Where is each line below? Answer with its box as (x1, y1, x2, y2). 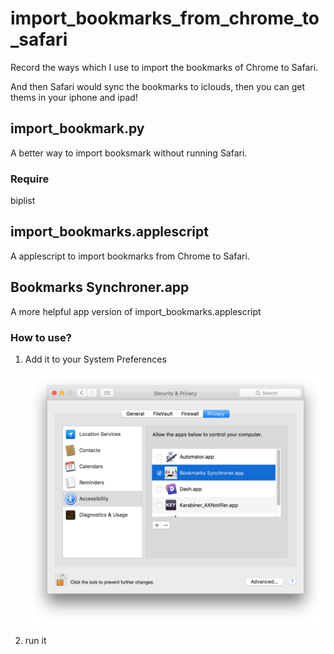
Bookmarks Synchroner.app (10, 279, 190, 296)
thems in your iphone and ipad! (10, 91, 138, 103)
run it (24, 635, 47, 647)
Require (10, 172, 50, 186)
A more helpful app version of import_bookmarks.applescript (10, 305, 262, 317)
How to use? (10, 330, 72, 344)
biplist (10, 195, 36, 207)
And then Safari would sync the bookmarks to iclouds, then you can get (10, 80, 306, 92)
